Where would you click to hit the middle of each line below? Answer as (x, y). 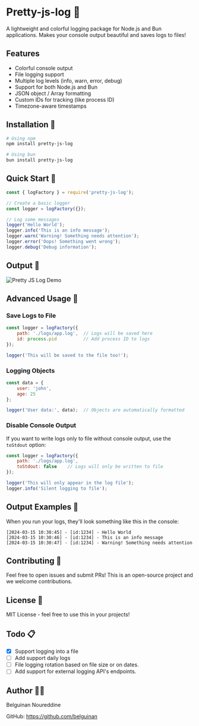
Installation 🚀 (31, 125)
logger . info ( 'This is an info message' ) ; (58, 231)
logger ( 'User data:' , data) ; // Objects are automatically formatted (95, 410)
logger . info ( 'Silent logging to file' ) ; (57, 488)
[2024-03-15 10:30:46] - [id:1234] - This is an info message (85, 537)
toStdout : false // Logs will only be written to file (90, 467)
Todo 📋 (21, 634)
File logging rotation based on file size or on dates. (77, 665)
